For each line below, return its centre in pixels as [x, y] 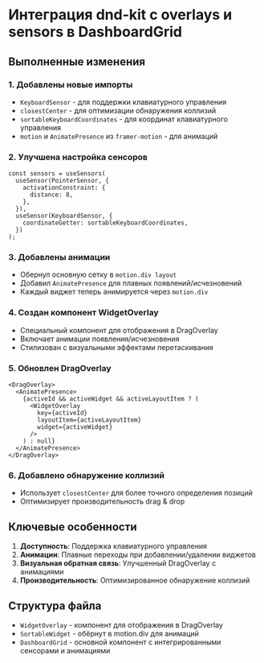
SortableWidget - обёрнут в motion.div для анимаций [109, 633]
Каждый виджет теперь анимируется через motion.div [114, 292]
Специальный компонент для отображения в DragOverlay [119, 330]
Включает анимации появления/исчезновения [100, 339]
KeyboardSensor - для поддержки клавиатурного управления [123, 101]
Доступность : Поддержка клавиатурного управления [113, 546]
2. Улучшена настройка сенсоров [78, 157]
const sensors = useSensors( [57, 174]
